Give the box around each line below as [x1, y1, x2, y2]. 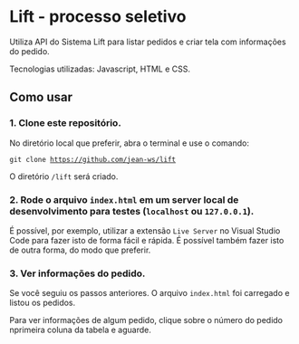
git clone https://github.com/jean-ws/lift [9, 155, 177, 164]
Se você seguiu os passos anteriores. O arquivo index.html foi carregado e [9, 288, 290, 299]
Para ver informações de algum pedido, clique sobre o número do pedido [9, 315, 284, 326]
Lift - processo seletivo [9, 6, 187, 27]
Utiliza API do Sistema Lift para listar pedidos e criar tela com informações [9, 36, 287, 47]
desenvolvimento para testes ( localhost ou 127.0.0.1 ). [9, 205, 255, 217]
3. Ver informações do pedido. [9, 267, 146, 280]
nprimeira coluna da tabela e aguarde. [9, 324, 151, 336]
